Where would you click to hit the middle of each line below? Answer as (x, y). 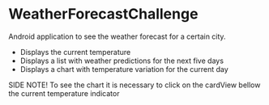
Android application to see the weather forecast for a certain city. (117, 36)
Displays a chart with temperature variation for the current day (124, 69)
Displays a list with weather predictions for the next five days (122, 61)
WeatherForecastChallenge (103, 14)
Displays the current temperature (75, 52)
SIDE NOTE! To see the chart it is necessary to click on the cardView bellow (134, 85)
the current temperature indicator (64, 93)
